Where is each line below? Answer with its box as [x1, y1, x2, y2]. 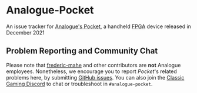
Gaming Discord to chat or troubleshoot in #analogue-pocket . [6, 80, 153, 87]
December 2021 [6, 29, 45, 36]
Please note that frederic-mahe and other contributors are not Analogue [6, 61, 181, 68]
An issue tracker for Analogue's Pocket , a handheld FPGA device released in [6, 23, 191, 30]
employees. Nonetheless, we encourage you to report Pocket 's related [6, 68, 178, 75]
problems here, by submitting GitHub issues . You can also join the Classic [6, 74, 185, 81]
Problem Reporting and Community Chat [6, 46, 158, 56]
